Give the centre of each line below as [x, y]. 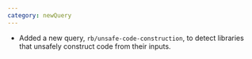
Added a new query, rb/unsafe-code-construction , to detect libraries [132, 38]
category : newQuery [40, 15]
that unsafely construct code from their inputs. [95, 46]
